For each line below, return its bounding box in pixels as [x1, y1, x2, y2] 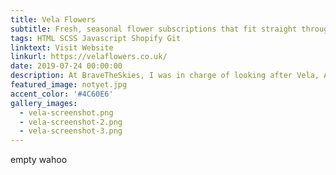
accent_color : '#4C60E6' [10, 89, 114, 99]
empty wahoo [10, 154, 68, 166]
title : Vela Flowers [10, 14, 97, 25]
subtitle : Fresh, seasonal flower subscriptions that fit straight [10, 24, 298, 34]
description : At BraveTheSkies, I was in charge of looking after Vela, [10, 71, 320, 81]
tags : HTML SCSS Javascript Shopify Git [10, 33, 182, 43]
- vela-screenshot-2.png [19, 117, 123, 127]
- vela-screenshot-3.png [19, 126, 123, 136]
